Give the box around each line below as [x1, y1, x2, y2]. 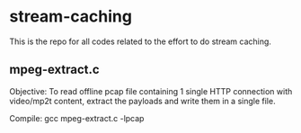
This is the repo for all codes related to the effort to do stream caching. [9, 36, 272, 47]
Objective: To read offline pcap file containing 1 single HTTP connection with [9, 85, 293, 96]
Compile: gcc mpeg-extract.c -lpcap [9, 112, 145, 123]
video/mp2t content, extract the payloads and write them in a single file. [9, 95, 276, 106]
